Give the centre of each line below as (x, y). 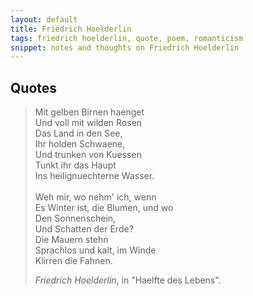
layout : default (44, 19)
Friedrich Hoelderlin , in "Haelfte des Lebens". (128, 280)
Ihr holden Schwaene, (80, 144)
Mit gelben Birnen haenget (89, 112)
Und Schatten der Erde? (84, 229)
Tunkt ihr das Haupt (75, 165)
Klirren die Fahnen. (73, 261)
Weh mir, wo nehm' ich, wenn (95, 197)
